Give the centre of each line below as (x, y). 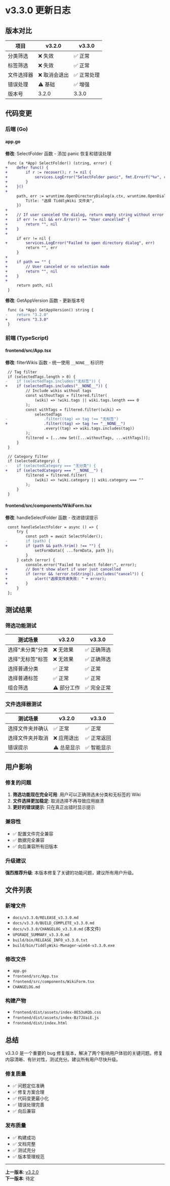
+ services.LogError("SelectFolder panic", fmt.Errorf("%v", (83, 177)
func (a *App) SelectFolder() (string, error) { (60, 163)
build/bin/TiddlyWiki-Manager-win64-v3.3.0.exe (63, 945)
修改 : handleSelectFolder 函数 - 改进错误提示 (52, 518)
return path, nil (35, 286)
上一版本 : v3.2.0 (22, 1172)
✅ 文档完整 (24, 1144)
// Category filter (28, 456)
